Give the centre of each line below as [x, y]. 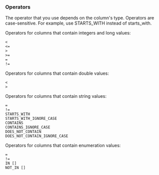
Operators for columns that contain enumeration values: [63, 145]
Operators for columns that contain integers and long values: [68, 33]
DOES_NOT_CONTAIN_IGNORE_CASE [37, 136]
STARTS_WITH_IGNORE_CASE [31, 119]
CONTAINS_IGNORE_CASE [28, 127]
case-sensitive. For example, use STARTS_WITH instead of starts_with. [78, 23]
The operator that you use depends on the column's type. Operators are [80, 18]
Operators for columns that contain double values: [57, 73]
